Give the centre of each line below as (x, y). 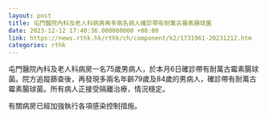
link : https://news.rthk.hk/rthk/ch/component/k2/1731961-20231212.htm (130, 38)
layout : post (30, 16)
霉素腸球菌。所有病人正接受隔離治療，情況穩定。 (89, 89)
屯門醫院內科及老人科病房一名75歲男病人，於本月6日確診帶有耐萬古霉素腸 (130, 69)
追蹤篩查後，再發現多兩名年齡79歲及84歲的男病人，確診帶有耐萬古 (146, 79)
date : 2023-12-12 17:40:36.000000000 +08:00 (84, 30)
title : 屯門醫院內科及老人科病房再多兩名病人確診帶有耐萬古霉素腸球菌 (110, 23)
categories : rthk (37, 45)
